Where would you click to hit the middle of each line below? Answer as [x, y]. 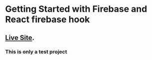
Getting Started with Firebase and [76, 9]
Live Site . [20, 38]
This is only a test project [36, 52]
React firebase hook [48, 19]
